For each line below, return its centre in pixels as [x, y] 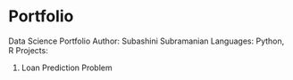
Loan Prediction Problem [67, 68]
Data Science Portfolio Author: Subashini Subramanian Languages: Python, [146, 41]
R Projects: [28, 50]
